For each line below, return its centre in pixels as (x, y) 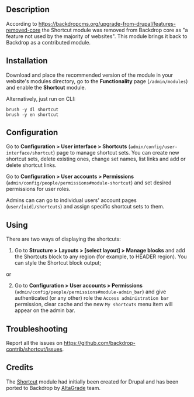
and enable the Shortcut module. (46, 87)
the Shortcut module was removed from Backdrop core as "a (115, 30)
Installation (27, 61)
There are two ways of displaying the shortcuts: (63, 239)
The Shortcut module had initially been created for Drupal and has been (92, 381)
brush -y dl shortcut (32, 109)
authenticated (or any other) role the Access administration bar (92, 298)
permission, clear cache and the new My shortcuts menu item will (93, 304)
